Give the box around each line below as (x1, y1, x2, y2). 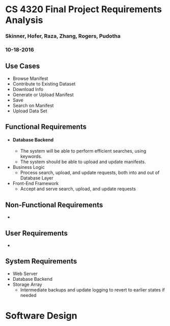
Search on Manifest (12, 102, 54, 108)
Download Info (12, 86, 44, 92)
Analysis (5, 14, 43, 26)
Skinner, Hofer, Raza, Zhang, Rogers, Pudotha (5, 33, 121, 40)
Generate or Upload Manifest (12, 92, 74, 98)
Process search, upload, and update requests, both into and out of (20, 169, 160, 176)
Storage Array (12, 281, 42, 287)
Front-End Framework (12, 181, 59, 187)
